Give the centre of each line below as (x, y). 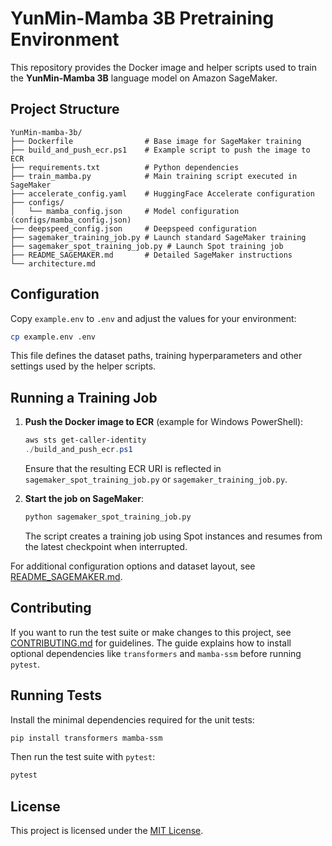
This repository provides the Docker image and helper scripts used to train (163, 67)
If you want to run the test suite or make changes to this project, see (151, 632)
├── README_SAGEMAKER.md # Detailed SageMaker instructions (151, 255)
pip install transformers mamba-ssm (86, 738)
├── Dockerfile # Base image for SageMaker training (156, 141)
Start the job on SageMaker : (84, 498)
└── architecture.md (53, 263)
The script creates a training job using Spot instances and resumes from (173, 536)
